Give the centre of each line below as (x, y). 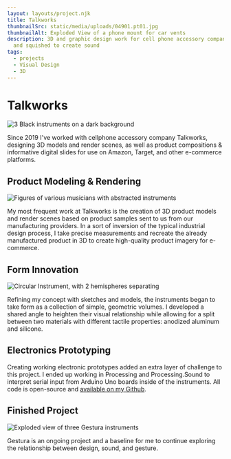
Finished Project (43, 411)
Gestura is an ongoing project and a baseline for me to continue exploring (111, 440)
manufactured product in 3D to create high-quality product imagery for (108, 241)
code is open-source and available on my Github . (77, 389)
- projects (29, 59)
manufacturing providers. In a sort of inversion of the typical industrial (106, 226)
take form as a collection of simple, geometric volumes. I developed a (106, 307)
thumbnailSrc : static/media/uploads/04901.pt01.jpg (82, 26)
